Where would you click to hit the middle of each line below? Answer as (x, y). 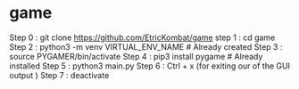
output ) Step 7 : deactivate (59, 75)
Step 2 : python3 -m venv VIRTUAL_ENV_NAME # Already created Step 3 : (146, 46)
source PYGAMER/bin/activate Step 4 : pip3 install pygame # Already (136, 56)
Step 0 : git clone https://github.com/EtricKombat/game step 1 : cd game (142, 37)
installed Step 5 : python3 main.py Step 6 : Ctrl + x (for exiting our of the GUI (149, 66)
